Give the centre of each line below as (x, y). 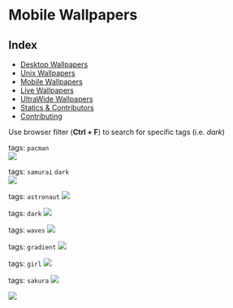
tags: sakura (29, 280)
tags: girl (25, 263)
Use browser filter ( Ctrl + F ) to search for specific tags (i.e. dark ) (117, 132)
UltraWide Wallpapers (56, 99)
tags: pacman (29, 147)
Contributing (41, 116)
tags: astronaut (34, 196)
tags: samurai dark (39, 171)
